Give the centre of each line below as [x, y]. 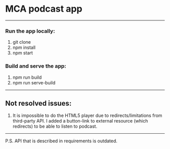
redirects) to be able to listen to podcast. [55, 126]
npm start [23, 53]
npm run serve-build [34, 82]
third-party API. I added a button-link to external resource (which [80, 121]
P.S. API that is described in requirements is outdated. [61, 141]
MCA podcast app [44, 9]
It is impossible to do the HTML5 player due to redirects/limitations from [88, 115]
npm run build [27, 77]
